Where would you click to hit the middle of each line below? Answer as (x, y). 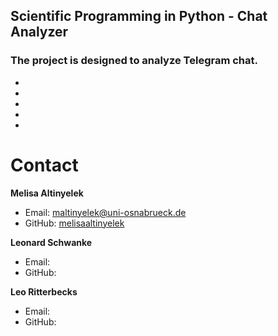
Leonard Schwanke (51, 242)
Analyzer (39, 32)
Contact (44, 165)
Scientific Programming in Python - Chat (139, 16)
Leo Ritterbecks (44, 291)
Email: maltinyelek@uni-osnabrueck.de (105, 212)
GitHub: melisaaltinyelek (74, 223)
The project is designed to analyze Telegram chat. (134, 61)
